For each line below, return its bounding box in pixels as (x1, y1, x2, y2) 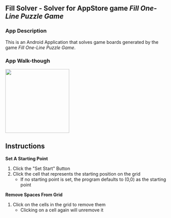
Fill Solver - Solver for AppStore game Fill (5, 4, 139, 13)
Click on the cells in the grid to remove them (12, 201, 106, 207)
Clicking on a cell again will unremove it (20, 207, 104, 213)
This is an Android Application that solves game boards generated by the (5, 39, 159, 45)
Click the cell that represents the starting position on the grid (12, 171, 141, 177)
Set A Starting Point (5, 155, 48, 161)
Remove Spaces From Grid (5, 191, 63, 198)
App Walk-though (5, 57, 50, 64)
